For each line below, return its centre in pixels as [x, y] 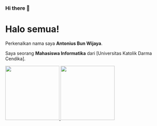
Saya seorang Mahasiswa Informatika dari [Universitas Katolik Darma [79, 53]
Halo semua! [32, 29]
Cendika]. [15, 59]
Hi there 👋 [18, 8]
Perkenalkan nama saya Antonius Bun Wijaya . [54, 43]
